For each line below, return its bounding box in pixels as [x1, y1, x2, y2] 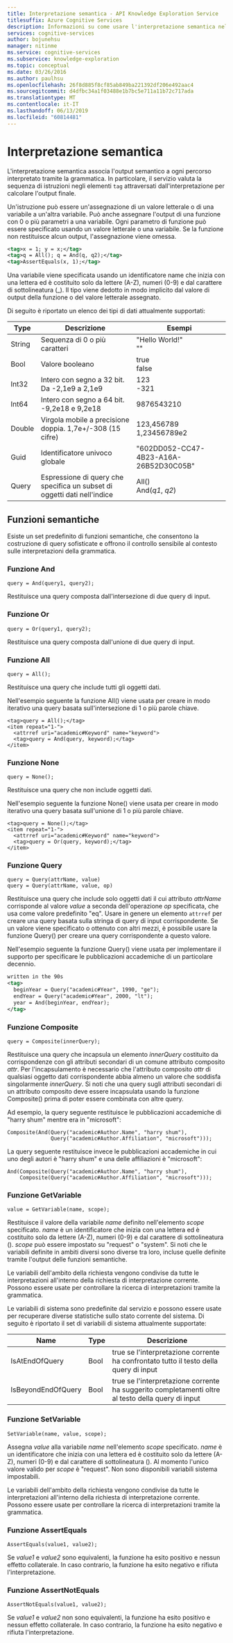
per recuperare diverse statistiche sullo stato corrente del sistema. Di [7, 1312, 205, 1320]
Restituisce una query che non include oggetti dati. [7, 786, 153, 794]
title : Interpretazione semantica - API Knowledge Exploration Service [7, 10, 218, 17]
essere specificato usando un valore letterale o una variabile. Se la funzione [7, 224, 224, 233]
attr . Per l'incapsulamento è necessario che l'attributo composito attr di [7, 1065, 212, 1074]
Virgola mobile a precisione [40, 415, 130, 425]
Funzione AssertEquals [7, 1525, 87, 1535]
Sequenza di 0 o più [40, 335, 106, 345]
